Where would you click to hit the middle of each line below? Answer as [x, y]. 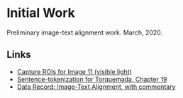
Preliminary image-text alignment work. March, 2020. [85, 32]
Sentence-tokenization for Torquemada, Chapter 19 [92, 79]
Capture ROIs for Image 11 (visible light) [74, 71]
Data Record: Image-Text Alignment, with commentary [96, 87]
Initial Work [41, 13]
